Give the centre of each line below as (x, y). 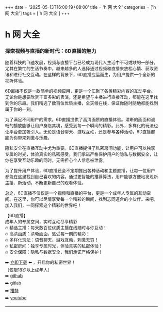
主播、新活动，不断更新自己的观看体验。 (45, 183)
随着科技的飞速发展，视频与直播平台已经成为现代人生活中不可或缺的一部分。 (81, 63)
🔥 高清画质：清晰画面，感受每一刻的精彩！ (48, 234)
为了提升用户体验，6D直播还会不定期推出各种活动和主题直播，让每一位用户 (80, 171)
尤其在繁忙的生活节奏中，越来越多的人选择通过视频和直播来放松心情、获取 (79, 69)
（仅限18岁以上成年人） (29, 270)
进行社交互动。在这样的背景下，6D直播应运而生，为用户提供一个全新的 (84, 75)
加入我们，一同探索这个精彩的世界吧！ (43, 205)
